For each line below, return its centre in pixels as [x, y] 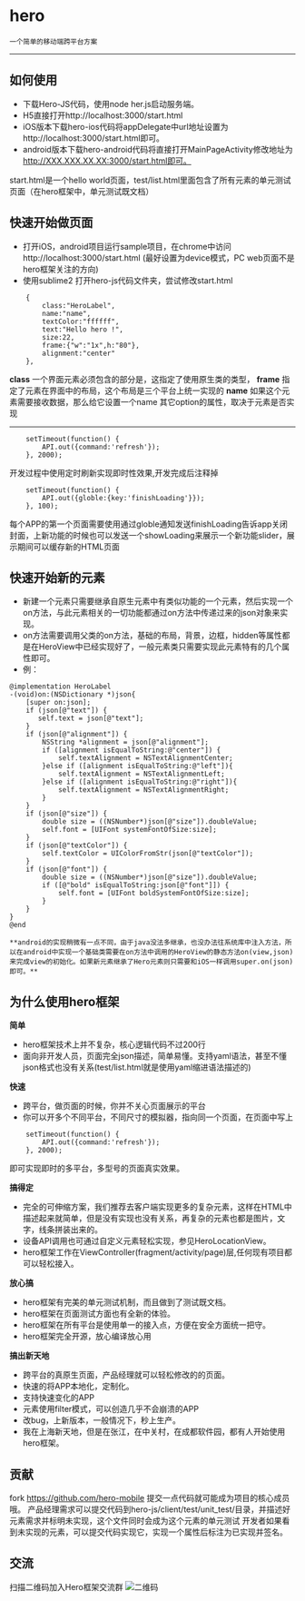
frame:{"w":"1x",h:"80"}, [91, 345]
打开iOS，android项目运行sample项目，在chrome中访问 [127, 246]
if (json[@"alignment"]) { [77, 735]
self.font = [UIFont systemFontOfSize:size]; [130, 830]
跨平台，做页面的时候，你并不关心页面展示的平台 [114, 1106]
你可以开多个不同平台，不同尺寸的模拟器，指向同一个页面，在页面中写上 [157, 1117]
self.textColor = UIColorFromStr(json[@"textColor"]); [148, 854]
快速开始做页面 [51, 223]
